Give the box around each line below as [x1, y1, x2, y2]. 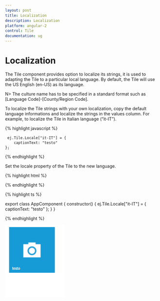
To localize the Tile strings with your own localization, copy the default [5, 105, 147, 112]
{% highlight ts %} [5, 191, 42, 197]
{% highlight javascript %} [5, 125, 58, 131]
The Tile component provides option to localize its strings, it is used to [5, 71, 146, 77]
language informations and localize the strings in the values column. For [5, 111, 150, 116]
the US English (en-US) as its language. [5, 81, 84, 87]
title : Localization [5, 13, 47, 18]
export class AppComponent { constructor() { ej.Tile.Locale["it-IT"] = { [5, 201, 146, 207]
